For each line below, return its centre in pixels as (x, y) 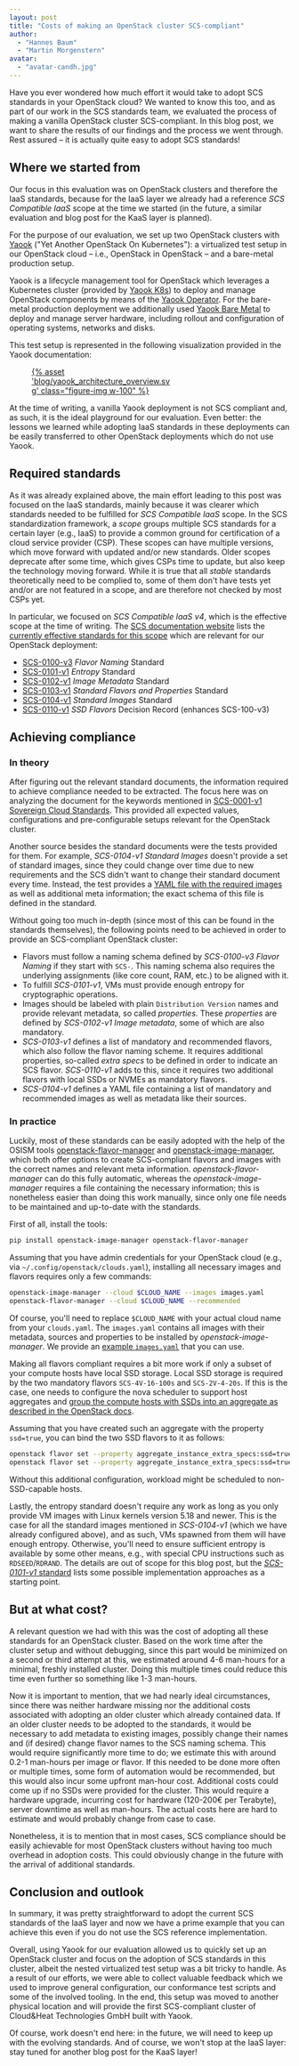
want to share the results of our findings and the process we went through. (146, 130)
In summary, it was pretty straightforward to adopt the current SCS (131, 1914)
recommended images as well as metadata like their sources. (134, 1098)
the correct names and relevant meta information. (100, 1169)
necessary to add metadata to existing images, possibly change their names (149, 1733)
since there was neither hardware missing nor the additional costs (130, 1705)
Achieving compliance (73, 737)
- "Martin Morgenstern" (61, 51)
